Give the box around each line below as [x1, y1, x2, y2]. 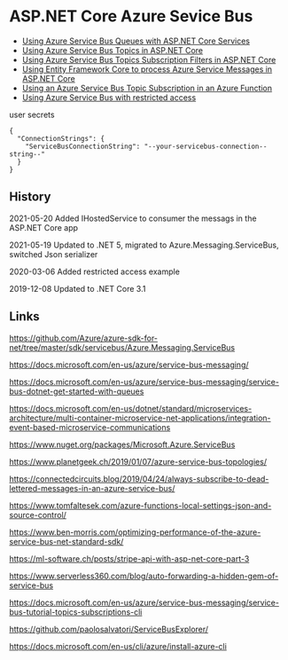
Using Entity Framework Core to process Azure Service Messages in [21, 64, 273, 75]
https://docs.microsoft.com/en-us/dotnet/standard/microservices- [9, 403, 253, 413]
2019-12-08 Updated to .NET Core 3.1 [9, 283, 146, 294]
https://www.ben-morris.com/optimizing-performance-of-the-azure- [9, 526, 261, 538]
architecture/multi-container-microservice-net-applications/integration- [9, 412, 272, 423]
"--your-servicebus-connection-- [144, 142, 268, 151]
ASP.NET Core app [9, 222, 78, 232]
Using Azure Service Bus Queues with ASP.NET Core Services [21, 35, 251, 46]
